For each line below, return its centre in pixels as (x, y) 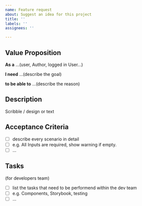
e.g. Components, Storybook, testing (50, 193)
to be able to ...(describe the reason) (43, 84)
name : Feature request (28, 10)
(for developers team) (27, 178)
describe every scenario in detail (46, 139)
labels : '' (16, 24)
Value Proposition (33, 53)
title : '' (15, 19)
